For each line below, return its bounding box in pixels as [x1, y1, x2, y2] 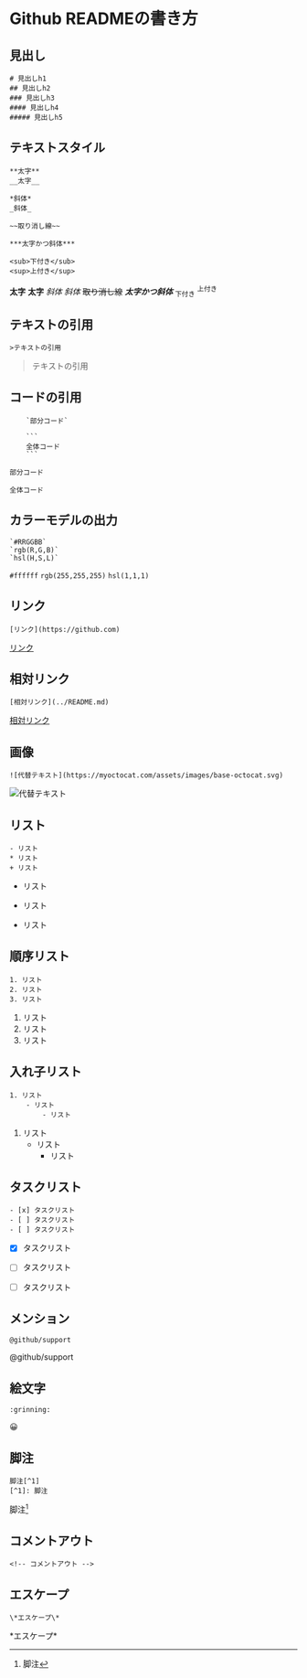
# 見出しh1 [9, 74, 48, 83]
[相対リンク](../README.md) [9, 698, 110, 707]
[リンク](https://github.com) [9, 625, 121, 634]
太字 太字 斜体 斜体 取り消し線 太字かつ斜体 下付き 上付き [9, 284, 217, 299]
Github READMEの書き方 [9, 8, 198, 29]
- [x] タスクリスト [9, 1206, 76, 1215]
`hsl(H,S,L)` [9, 553, 59, 562]
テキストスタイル [9, 140, 106, 155]
